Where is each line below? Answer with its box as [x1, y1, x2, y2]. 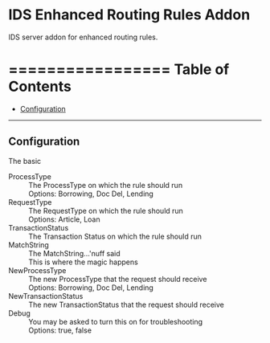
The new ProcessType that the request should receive [28, 274, 207, 284]
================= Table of [8, 60, 230, 79]
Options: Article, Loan [28, 214, 100, 224]
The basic [8, 156, 42, 165]
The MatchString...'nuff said [28, 248, 121, 258]
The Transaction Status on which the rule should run [28, 231, 202, 241]
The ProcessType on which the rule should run [28, 180, 183, 190]
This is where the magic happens [28, 257, 138, 267]
